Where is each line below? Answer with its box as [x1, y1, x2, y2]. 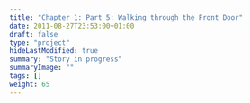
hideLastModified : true [9, 47, 99, 56]
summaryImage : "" [9, 64, 75, 73]
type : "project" [9, 38, 70, 47]
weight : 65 [9, 80, 50, 89]
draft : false [9, 30, 58, 39]
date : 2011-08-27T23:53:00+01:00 [9, 21, 135, 30]
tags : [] [9, 72, 42, 81]
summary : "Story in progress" [9, 55, 123, 64]
